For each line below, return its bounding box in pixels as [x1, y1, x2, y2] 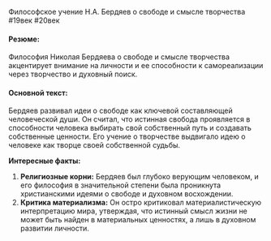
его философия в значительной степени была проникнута [19, 180, 222, 190]
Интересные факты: [8, 156, 81, 166]
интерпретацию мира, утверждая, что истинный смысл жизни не [19, 206, 247, 216]
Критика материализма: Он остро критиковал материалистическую [19, 198, 262, 208]
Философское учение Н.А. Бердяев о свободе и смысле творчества [8, 7, 246, 16]
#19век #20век [8, 15, 60, 25]
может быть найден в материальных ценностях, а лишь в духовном [19, 215, 256, 225]
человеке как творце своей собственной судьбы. [8, 140, 181, 150]
